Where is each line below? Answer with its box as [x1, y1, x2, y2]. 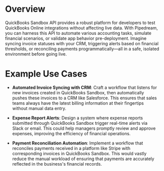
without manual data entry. [12, 105, 67, 111]
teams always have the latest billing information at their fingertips [12, 100, 144, 106]
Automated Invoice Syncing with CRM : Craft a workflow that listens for [12, 85, 157, 90]
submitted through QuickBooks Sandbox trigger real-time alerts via [12, 120, 148, 126]
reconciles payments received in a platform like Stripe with [12, 145, 131, 151]
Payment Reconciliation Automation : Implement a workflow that [12, 140, 143, 146]
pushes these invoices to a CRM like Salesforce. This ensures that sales [12, 95, 157, 101]
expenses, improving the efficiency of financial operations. [12, 130, 131, 136]
